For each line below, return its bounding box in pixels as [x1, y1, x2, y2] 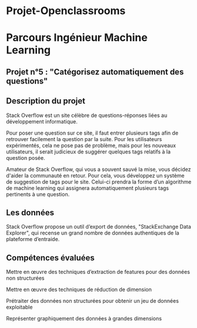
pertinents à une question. [6, 190, 70, 198]
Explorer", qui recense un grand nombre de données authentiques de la [6, 229, 179, 236]
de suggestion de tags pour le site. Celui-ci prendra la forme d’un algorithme [6, 178, 192, 185]
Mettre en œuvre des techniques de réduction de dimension [6, 286, 152, 293]
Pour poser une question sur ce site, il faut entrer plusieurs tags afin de [6, 129, 179, 136]
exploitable [6, 304, 33, 311]
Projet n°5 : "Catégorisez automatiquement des [6, 66, 184, 77]
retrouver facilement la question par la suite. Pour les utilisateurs [6, 135, 162, 142]
